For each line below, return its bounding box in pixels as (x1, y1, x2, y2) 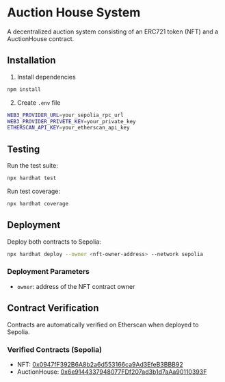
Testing (7, 143, 40, 155)
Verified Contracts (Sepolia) (7, 344, 103, 354)
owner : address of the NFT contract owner (16, 282, 135, 290)
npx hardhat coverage (7, 200, 69, 207)
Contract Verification (7, 303, 99, 314)
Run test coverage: (7, 187, 60, 195)
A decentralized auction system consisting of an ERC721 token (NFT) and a (7, 27, 219, 36)
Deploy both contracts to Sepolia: (7, 238, 101, 246)
